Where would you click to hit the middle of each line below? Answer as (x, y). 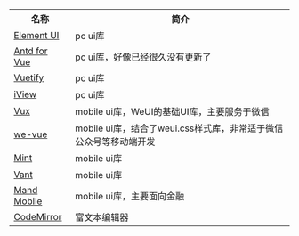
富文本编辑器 (102, 217)
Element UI (36, 35)
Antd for (31, 51)
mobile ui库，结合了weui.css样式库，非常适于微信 (179, 128)
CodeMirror (38, 217)
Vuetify (29, 77)
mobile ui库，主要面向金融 (130, 196)
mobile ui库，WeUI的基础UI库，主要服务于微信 (172, 112)
